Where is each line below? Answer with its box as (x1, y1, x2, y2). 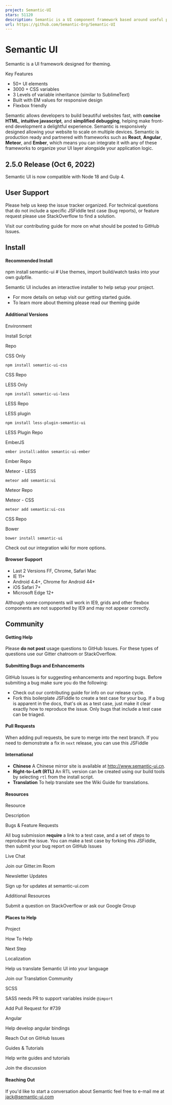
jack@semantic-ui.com (5, 1093, 54, 1100)
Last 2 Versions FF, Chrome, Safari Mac (12, 568, 97, 574)
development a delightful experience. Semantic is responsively (14, 124, 147, 130)
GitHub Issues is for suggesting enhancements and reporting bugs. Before (5, 674, 162, 680)
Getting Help (5, 634, 33, 640)
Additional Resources (5, 893, 50, 899)
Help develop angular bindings (5, 1025, 70, 1031)
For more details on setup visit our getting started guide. (12, 294, 132, 300)
